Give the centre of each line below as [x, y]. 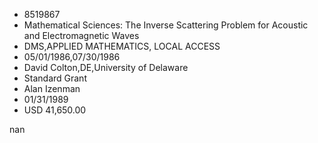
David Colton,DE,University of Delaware [106, 67]
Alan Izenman [52, 88]
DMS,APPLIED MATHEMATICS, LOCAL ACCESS [122, 46]
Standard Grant [55, 78]
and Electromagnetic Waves [81, 35]
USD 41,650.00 [55, 110]
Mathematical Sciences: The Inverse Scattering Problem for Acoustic [166, 25]
